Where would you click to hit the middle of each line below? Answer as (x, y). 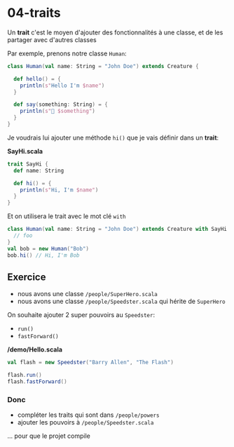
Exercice (27, 277)
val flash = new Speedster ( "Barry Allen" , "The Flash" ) (90, 363)
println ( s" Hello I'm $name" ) (62, 86)
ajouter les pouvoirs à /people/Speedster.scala (85, 422)
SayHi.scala (25, 151)
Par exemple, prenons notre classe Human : (67, 53)
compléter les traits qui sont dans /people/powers (88, 415)
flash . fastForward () (37, 382)
